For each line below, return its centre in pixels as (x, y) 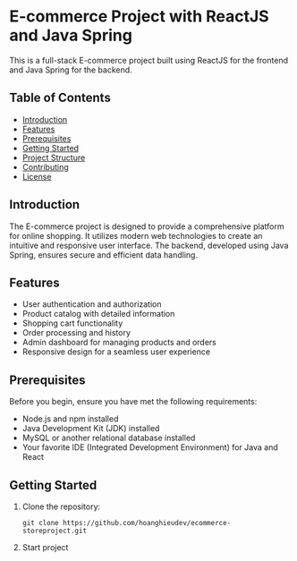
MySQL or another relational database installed (109, 438)
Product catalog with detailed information (98, 314)
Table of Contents (60, 98)
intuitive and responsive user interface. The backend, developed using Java (149, 245)
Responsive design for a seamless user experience (116, 352)
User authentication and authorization (92, 304)
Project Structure (54, 157)
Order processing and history (76, 333)
